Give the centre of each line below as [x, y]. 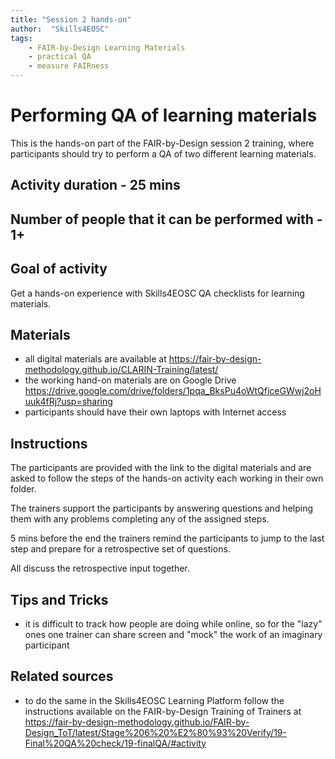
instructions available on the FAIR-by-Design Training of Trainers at [163, 711]
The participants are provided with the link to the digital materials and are [161, 468]
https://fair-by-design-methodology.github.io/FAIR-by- [137, 722]
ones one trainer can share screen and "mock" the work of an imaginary [173, 634]
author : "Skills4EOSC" [60, 29]
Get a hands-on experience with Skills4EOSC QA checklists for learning [157, 293]
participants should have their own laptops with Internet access [155, 412]
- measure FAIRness [69, 66]
